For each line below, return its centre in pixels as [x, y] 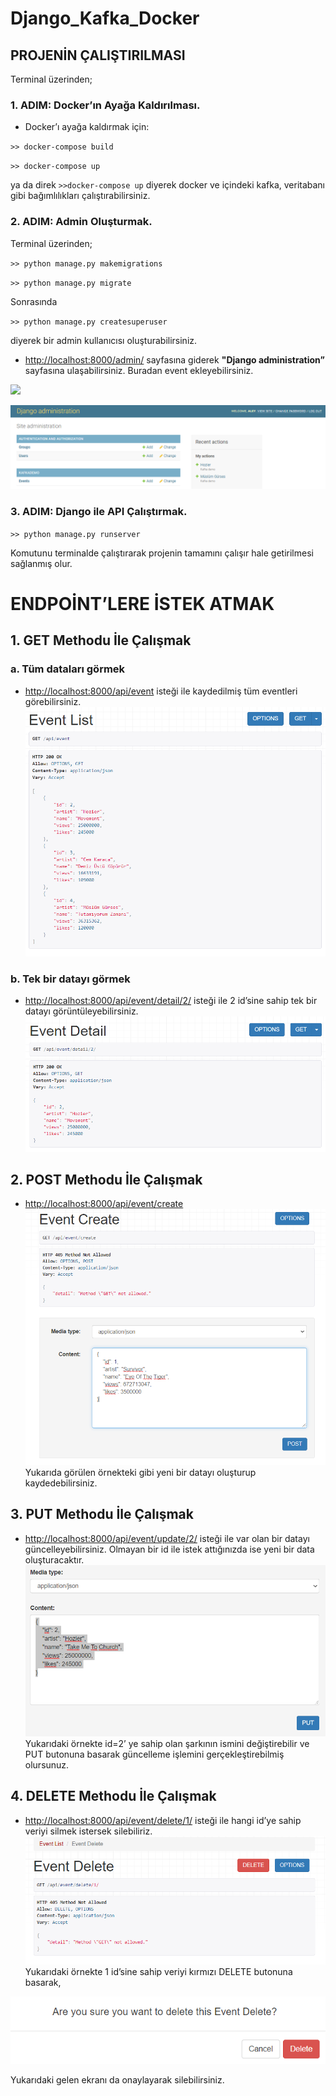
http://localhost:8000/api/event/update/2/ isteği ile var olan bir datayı [167, 1538]
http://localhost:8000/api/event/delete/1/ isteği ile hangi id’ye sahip [163, 1820]
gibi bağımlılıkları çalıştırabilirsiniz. [80, 196]
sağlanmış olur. [41, 563]
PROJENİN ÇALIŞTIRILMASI [98, 55]
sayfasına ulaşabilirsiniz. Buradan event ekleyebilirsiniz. [139, 370]
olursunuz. [47, 1765]
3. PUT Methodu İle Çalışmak [102, 1514]
